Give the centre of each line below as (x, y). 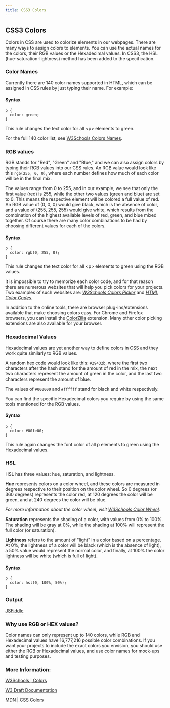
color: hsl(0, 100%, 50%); (38, 583)
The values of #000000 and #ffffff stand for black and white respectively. (82, 389)
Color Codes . (19, 298)
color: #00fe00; (27, 431)
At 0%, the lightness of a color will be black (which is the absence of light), (83, 545)
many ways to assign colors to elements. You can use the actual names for (83, 48)
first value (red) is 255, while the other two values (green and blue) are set (83, 194)
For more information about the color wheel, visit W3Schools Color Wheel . (83, 510)
